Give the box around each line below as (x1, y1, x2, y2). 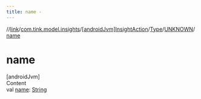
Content (6, 79, 27, 86)
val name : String (6, 86, 47, 93)
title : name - (6, 8, 42, 15)
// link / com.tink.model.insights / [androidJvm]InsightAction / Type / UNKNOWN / (6, 25, 196, 33)
